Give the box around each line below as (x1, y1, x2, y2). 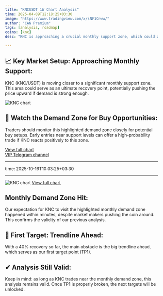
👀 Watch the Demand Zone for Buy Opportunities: (5, 114, 158, 122)
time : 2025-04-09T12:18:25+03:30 (5, 12, 73, 17)
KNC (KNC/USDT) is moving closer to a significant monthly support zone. (5, 80, 152, 86)
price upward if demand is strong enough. (5, 90, 89, 96)
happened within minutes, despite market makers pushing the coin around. (5, 212, 155, 218)
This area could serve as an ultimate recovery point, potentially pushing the (5, 85, 156, 91)
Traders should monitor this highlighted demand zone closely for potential (5, 127, 153, 133)
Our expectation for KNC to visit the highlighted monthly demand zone (5, 207, 146, 212)
